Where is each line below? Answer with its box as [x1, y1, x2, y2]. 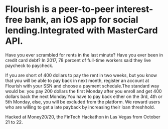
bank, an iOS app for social [24, 14, 138, 25]
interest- [116, 3, 153, 15]
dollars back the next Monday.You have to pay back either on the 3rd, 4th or [5, 93, 163, 99]
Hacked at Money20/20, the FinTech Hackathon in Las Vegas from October [5, 113, 160, 119]
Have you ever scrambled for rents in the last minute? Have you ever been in [5, 51, 163, 58]
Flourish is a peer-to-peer [5, 3, 114, 15]
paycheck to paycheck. [5, 62, 54, 68]
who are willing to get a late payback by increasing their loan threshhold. [5, 104, 155, 110]
